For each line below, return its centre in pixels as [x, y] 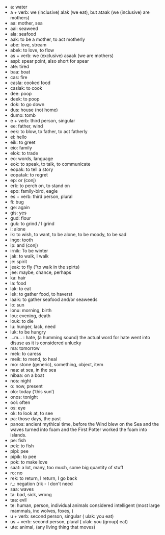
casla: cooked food [30, 83]
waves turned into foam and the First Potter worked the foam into [79, 429]
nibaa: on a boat [27, 375]
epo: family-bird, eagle [34, 191]
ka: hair [18, 278]
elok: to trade [24, 153]
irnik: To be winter [29, 251]
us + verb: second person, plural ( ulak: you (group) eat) [69, 521]
